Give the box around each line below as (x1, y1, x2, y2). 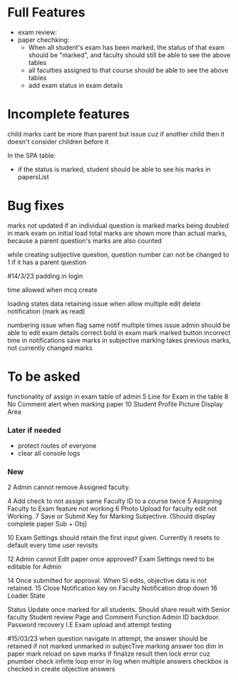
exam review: (17, 28, 57, 36)
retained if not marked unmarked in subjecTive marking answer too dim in (7, 642, 224, 651)
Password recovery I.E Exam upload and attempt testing (7, 621, 172, 629)
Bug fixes (7, 198, 65, 214)
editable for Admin (7, 562, 62, 571)
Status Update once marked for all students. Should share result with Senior (7, 605, 230, 614)
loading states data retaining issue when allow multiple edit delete (7, 299, 201, 308)
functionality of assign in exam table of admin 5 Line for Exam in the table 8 (7, 392, 229, 401)
